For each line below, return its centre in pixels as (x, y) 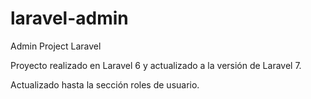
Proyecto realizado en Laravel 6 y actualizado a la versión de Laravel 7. (156, 65)
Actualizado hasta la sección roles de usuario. (105, 84)
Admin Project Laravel (56, 46)
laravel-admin (69, 18)
